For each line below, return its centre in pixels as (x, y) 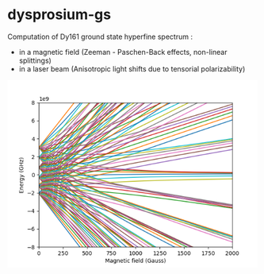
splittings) (35, 60)
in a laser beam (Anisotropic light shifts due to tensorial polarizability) (132, 68)
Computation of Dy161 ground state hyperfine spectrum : (100, 37)
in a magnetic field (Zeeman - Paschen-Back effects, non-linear (123, 52)
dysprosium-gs (59, 15)
